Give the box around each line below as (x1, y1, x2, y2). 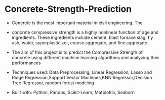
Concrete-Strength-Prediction (4, 3, 132, 15)
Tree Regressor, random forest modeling (11, 80, 94, 86)
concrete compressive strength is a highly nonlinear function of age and (11, 29, 159, 35)
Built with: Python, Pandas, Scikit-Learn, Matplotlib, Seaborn (11, 89, 135, 95)
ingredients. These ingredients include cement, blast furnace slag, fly (11, 34, 154, 40)
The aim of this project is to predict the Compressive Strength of (11, 49, 143, 55)
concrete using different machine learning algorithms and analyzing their (11, 54, 160, 60)
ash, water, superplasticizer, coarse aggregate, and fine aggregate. (11, 39, 149, 45)
